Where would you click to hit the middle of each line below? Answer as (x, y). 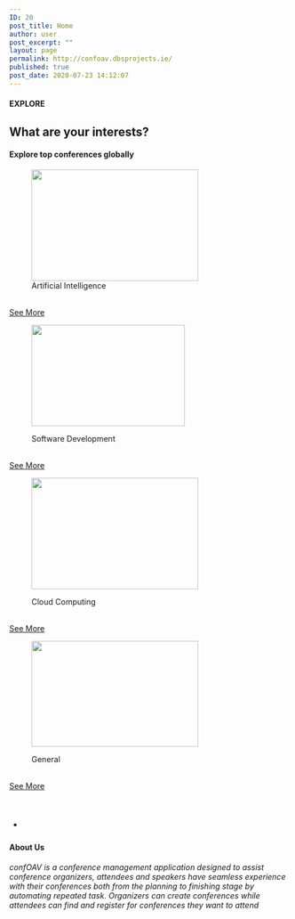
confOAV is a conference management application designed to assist (137, 867)
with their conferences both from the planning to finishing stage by (132, 886)
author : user (33, 34)
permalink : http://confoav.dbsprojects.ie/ (91, 59)
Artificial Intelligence (69, 285)
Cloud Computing (64, 601)
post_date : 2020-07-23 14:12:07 (69, 76)
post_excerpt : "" (41, 42)
